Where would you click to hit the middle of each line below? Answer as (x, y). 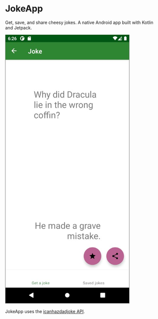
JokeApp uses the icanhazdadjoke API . (45, 311)
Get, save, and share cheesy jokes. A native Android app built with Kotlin (79, 22)
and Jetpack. (19, 27)
